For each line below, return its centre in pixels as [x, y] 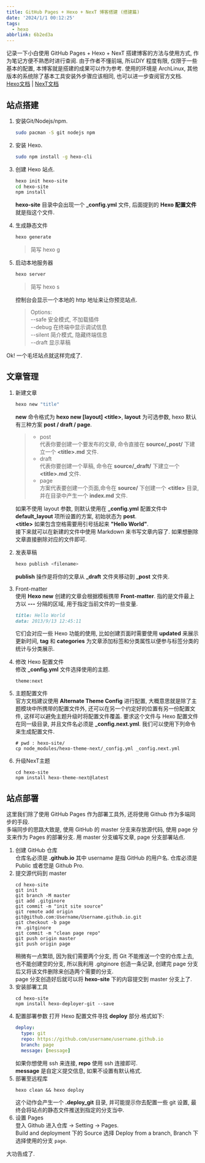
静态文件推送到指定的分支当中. [86, 1110]
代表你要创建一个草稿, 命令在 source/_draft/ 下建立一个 [110, 466]
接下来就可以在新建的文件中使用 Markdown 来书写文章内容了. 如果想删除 [107, 531]
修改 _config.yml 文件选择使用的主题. [62, 669]
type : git [33, 1033]
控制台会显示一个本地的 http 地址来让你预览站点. [76, 300]
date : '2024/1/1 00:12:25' [41, 18]
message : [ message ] [46, 1051]
